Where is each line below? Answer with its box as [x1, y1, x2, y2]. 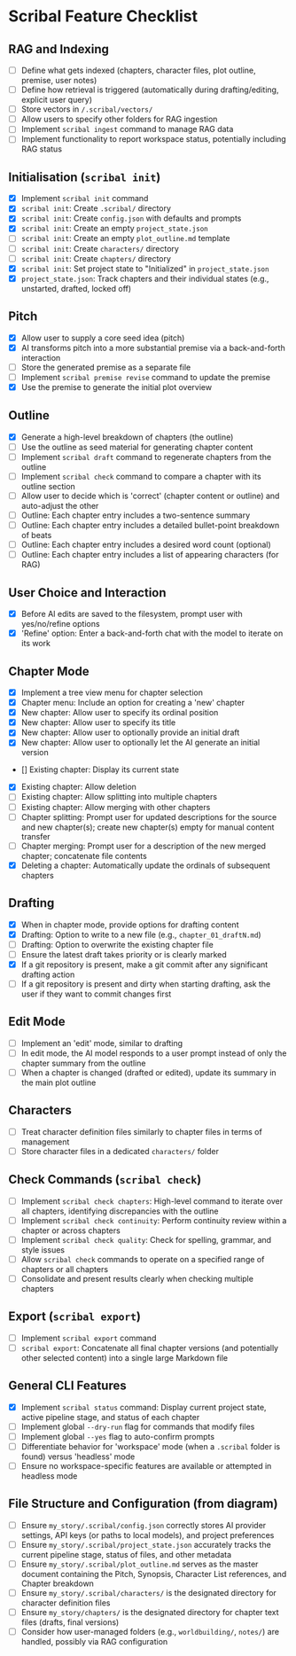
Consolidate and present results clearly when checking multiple [20, 1273, 254, 1284]
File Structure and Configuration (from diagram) [8, 1496, 278, 1511]
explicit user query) [20, 95, 93, 105]
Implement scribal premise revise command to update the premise [20, 371, 271, 382]
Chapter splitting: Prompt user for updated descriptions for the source [20, 811, 277, 822]
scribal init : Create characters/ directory [20, 243, 179, 254]
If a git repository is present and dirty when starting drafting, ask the [20, 978, 271, 989]
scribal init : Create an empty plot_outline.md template [20, 233, 230, 244]
